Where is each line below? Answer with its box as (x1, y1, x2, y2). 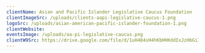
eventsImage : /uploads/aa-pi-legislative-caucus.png (6, 32, 143, 38)
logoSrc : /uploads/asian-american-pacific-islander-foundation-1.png (6, 20, 187, 26)
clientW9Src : (6, 37, 40, 43)
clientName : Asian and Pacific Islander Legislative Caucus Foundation (6, 9, 192, 15)
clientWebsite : (6, 26, 45, 32)
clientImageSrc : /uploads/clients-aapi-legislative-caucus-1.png (6, 15, 176, 21)
